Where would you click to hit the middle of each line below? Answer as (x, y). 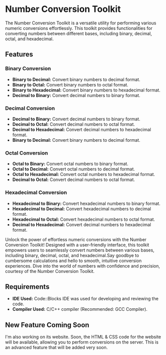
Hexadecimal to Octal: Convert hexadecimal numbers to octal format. (83, 219)
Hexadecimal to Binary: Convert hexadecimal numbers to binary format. (86, 203)
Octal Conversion (27, 153)
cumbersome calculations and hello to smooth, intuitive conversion (74, 261)
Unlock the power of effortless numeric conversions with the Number (76, 239)
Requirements (27, 287)
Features (19, 54)
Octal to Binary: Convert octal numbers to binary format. (70, 164)
